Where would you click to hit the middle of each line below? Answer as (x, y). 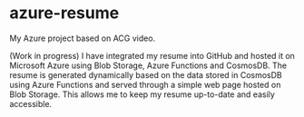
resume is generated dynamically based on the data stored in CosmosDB (146, 74)
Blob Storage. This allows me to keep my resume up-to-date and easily (142, 94)
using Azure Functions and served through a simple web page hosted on (145, 84)
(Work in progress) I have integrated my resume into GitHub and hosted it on (152, 55)
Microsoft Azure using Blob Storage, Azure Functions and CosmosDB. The (148, 65)
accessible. (31, 103)
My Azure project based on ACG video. (83, 38)
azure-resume (64, 13)
